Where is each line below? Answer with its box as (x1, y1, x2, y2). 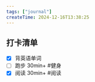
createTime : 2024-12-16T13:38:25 (6, 14, 90, 20)
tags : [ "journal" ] (6, 8, 52, 15)
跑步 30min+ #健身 (14, 62, 62, 69)
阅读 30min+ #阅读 (14, 70, 62, 77)
